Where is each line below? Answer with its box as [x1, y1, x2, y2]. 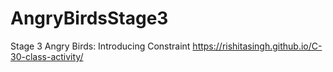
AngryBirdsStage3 [10, 7, 169, 30]
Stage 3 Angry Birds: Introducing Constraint [10, 40, 191, 52]
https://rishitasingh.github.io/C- [192, 40, 323, 52]
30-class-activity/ [10, 50, 84, 62]
